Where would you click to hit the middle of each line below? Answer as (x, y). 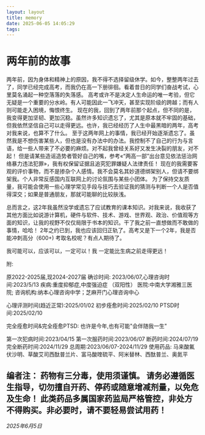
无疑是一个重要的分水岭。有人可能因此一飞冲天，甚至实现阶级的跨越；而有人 (103, 102)
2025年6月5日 (24, 426)
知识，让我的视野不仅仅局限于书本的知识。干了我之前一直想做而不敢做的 (108, 223)
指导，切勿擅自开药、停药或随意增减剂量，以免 (103, 387)
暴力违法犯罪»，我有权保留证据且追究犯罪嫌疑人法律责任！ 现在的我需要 (102, 164)
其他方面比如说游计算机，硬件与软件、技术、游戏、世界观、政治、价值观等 (100, 215)
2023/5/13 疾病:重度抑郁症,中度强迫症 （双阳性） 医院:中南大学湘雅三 (100, 285)
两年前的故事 (39, 61)
